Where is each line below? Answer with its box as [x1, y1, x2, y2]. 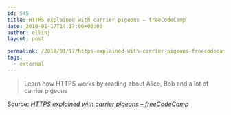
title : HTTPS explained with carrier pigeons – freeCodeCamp [7, 16, 186, 23]
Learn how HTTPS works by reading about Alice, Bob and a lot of [23, 79, 209, 88]
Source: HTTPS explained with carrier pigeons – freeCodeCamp [7, 100, 189, 108]
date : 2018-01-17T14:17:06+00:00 [7, 23, 103, 29]
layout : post [7, 36, 45, 42]
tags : [7, 54, 23, 62]
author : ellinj [7, 29, 51, 36]
